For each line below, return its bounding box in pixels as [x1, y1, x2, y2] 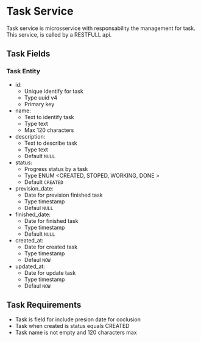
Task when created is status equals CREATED [15, 322, 130, 330]
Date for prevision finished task [24, 191, 103, 198]
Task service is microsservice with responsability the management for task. [6, 24, 196, 32]
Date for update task [24, 269, 76, 276]
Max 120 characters [24, 126, 74, 134]
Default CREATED [24, 178, 64, 186]
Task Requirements [6, 300, 82, 310]
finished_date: [15, 211, 51, 218]
